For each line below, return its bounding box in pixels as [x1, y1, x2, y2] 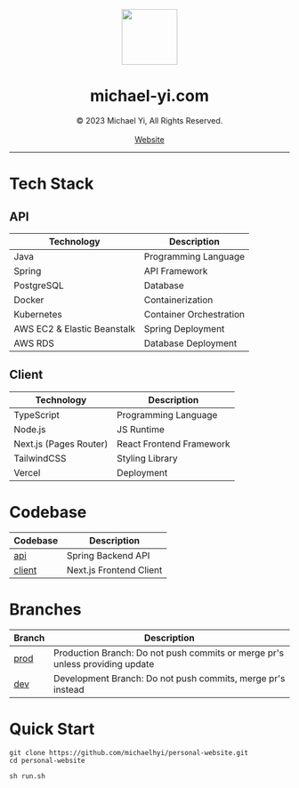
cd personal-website [9, 756, 86, 765]
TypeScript [13, 408, 60, 421]
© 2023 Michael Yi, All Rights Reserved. [76, 115, 223, 125]
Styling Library [117, 452, 178, 464]
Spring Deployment [143, 322, 225, 334]
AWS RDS [13, 337, 55, 350]
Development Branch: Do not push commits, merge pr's [53, 671, 286, 684]
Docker [13, 293, 44, 306]
